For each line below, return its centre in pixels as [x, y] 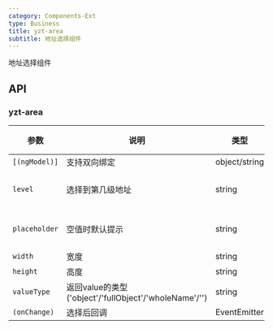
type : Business [34, 24]
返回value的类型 [97, 287]
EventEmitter [239, 312]
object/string [240, 162]
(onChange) [33, 312]
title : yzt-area [36, 31]
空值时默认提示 [95, 229]
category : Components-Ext [52, 16]
